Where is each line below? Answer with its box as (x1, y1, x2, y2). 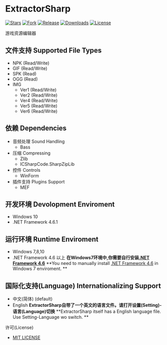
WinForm (20, 172, 39, 179)
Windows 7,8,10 (12, 249, 45, 255)
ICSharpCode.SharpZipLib (20, 161, 74, 167)
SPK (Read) (12, 71, 37, 77)
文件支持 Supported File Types (5, 46, 102, 55)
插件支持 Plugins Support (12, 178, 65, 184)
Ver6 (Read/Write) (20, 108, 58, 114)
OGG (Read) (12, 76, 38, 82)
